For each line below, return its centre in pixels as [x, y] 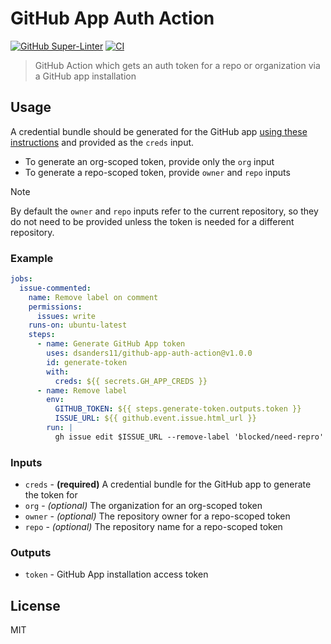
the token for [51, 495]
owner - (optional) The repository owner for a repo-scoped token [157, 516]
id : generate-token [87, 362]
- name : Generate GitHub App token [111, 344]
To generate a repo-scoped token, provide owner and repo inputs [157, 172]
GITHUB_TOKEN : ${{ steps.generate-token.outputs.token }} [178, 409]
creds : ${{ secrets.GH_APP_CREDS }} [131, 381]
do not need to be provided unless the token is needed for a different [152, 221]
